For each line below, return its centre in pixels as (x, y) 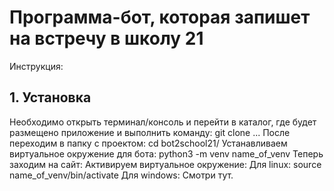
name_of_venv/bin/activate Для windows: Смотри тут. (121, 175)
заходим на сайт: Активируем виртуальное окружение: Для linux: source (165, 164)
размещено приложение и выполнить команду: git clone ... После (150, 132)
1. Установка (50, 97)
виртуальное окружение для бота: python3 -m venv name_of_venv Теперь (166, 153)
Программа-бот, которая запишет (160, 17)
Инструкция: (36, 66)
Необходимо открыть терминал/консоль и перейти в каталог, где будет (163, 122)
